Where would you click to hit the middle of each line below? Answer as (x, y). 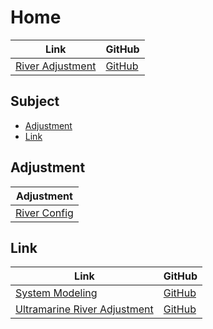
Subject (35, 101)
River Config (44, 213)
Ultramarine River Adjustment (84, 309)
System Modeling (56, 293)
